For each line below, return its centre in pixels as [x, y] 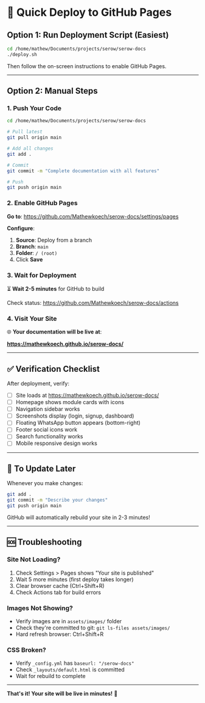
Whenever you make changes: [45, 483]
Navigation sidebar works [48, 409]
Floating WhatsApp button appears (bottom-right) [78, 423]
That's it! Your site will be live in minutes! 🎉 [62, 694]
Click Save [29, 259]
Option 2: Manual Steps [52, 91]
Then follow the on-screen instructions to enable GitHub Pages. [87, 66]
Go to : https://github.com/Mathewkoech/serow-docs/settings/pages [93, 216]
